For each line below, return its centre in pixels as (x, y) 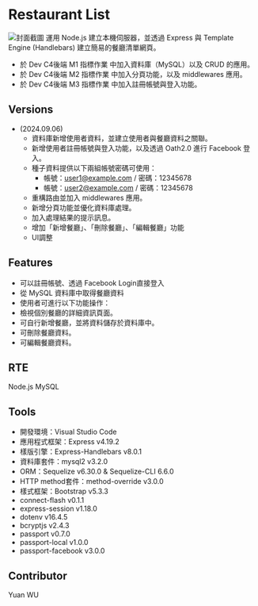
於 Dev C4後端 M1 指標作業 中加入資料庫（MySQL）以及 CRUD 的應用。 (137, 64)
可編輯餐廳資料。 (47, 342)
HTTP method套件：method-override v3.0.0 (91, 481)
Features (30, 263)
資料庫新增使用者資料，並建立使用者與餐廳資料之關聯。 (121, 138)
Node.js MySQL (34, 387)
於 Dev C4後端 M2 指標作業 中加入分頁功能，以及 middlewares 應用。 (133, 74)
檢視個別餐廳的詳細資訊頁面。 (68, 313)
